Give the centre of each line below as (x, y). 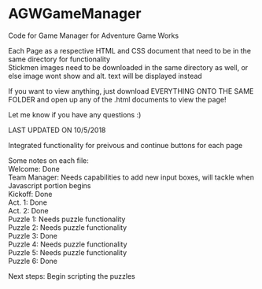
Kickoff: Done (30, 194)
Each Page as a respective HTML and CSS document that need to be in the (130, 50)
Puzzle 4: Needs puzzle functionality (68, 244)
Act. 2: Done (28, 210)
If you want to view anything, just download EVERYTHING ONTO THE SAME (131, 91)
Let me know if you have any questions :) (75, 114)
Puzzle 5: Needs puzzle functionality (68, 252)
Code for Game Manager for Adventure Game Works (94, 35)
